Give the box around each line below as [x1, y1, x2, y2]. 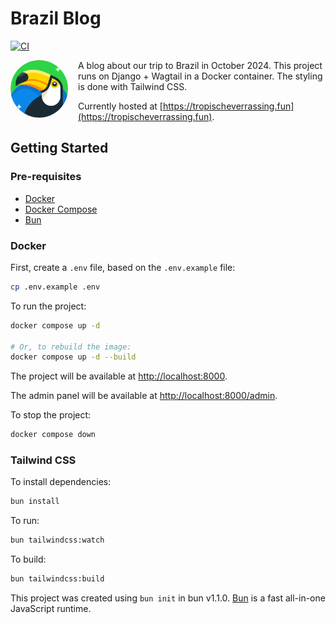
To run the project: [10, 300, 87, 312]
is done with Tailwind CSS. [78, 80, 188, 92]
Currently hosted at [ [78, 100, 163, 112]
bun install [10, 497, 60, 507]
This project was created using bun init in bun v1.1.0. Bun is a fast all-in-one [10, 592, 326, 604]
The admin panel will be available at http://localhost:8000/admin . [10, 390, 278, 402]
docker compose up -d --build [10, 352, 137, 362]
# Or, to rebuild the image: [10, 342, 132, 352]
